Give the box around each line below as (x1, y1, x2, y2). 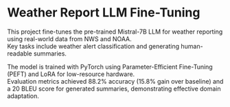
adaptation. (7, 91, 40, 100)
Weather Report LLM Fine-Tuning (7, 5, 200, 21)
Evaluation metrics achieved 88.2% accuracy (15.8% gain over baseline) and (7, 77, 224, 85)
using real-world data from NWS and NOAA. (7, 34, 132, 43)
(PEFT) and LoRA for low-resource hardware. (7, 70, 135, 78)
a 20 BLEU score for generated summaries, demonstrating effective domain (7, 84, 221, 93)
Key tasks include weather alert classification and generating (7, 42, 180, 50)
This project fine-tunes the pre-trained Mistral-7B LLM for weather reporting (7, 27, 223, 36)
